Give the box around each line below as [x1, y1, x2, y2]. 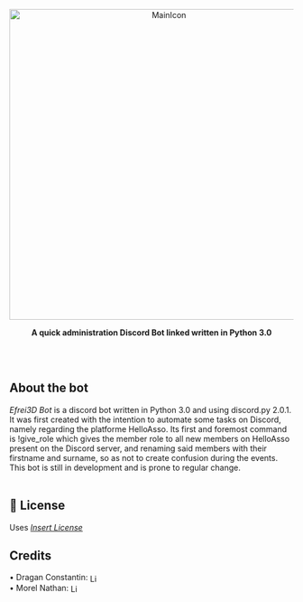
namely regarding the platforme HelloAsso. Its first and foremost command [9, 423, 288, 434]
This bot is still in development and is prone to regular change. [9, 462, 241, 473]
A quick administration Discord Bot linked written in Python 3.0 [31, 327, 272, 338]
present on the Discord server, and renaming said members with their [9, 443, 268, 454]
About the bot [9, 381, 88, 396]
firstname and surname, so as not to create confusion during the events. [9, 452, 278, 463]
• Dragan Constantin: [9, 572, 88, 583]
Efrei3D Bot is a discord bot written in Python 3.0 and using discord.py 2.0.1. [9, 404, 291, 415]
